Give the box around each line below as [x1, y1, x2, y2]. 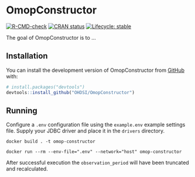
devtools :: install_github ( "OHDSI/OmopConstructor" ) [6, 89, 135, 95]
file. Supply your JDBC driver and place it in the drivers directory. [6, 127, 165, 134]
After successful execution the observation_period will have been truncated [6, 159, 189, 166]
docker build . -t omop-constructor [6, 138, 95, 145]
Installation [6, 51, 48, 61]
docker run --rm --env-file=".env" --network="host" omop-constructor [6, 149, 182, 155]
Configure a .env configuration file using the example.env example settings [6, 121, 186, 129]
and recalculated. [6, 165, 48, 172]
